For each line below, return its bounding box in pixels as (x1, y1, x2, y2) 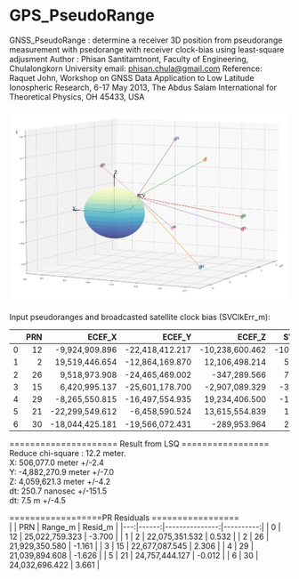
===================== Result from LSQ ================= (9, 438, 270, 449)
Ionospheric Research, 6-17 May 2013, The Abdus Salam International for (9, 82, 278, 92)
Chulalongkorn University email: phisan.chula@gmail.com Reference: (9, 63, 263, 74)
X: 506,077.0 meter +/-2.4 (9, 457, 105, 468)
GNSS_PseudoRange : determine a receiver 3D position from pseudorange (9, 35, 283, 45)
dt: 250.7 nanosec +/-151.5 (9, 486, 108, 496)
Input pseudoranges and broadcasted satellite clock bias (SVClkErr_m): (9, 312, 271, 323)
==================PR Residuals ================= (9, 512, 240, 523)
